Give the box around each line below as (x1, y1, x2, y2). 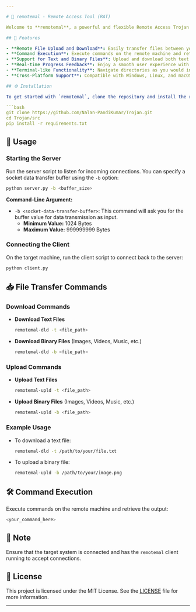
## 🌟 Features (6, 35, 41, 41)
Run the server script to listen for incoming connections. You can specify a (6, 167, 185, 175)
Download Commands (6, 303, 71, 311)
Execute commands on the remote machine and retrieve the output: (6, 505, 169, 512)
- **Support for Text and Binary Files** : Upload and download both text (6, 56, 190, 62)
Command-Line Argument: (6, 196, 73, 203)
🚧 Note (6, 533, 31, 543)
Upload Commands (6, 363, 62, 371)
